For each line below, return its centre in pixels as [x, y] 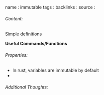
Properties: [16, 55]
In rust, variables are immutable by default [55, 70]
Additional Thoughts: [27, 87]
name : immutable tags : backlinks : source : [50, 7]
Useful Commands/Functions [36, 44]
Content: [14, 18]
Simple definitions [24, 34]
